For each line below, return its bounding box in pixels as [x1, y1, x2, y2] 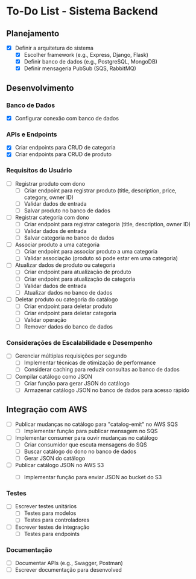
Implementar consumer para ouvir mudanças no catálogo [14, 434, 158, 441]
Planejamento [6, 28, 60, 39]
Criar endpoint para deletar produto [24, 303, 113, 310]
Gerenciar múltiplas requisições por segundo [14, 352, 127, 359]
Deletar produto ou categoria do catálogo [14, 295, 118, 303]
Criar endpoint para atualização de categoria [24, 275, 136, 283]
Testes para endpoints [24, 530, 80, 537]
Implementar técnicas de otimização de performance [24, 359, 156, 367]
